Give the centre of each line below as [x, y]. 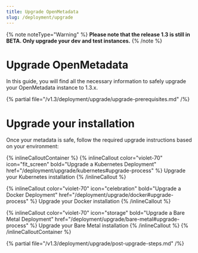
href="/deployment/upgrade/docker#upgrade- [116, 195]
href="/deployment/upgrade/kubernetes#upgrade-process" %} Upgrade [96, 170]
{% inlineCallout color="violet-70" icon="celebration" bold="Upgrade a [94, 188]
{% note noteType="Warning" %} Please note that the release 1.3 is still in [98, 34]
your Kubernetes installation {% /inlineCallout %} [66, 177]
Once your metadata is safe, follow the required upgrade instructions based [99, 140]
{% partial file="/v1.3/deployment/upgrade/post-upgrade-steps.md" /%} [95, 243]
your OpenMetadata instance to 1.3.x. [52, 88]
